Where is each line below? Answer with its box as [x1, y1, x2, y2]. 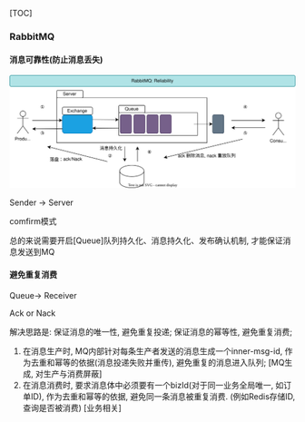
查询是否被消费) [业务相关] [22, 402, 123, 413]
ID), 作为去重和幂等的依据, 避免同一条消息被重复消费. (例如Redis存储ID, [30, 390, 296, 402]
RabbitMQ [9, 30, 55, 43]
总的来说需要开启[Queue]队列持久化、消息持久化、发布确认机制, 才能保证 [9, 235, 283, 246]
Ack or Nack [9, 308, 56, 319]
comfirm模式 [9, 216, 57, 227]
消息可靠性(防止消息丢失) [9, 54, 103, 64]
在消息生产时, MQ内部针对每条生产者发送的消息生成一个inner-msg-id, [22, 345, 283, 357]
